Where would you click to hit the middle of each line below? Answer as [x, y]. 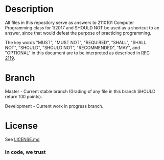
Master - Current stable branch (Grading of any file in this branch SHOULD [80, 91]
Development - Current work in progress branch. [54, 106]
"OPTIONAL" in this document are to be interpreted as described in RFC [78, 53]
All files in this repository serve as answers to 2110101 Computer [70, 23]
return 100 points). [24, 96]
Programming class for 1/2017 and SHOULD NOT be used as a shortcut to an [82, 27]
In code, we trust [25, 152]
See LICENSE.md [23, 139]
